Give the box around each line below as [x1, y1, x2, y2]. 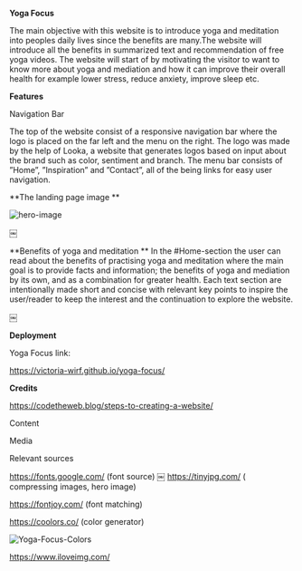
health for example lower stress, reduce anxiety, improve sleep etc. [9, 73, 260, 84]
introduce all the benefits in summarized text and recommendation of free [9, 44, 285, 55]
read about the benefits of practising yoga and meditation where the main [9, 256, 284, 266]
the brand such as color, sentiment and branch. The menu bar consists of [9, 155, 283, 166]
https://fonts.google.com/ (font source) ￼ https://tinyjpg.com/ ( [9, 471, 246, 481]
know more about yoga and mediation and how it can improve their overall [9, 63, 286, 74]
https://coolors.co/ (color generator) [9, 517, 145, 527]
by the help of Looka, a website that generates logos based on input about [9, 145, 287, 156]
